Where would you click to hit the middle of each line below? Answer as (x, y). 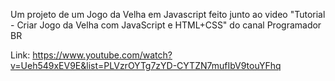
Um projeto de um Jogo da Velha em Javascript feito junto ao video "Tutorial (168, 14)
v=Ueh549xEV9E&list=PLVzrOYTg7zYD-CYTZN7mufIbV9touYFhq (146, 65)
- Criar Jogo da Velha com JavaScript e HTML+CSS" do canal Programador (166, 25)
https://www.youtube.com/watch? (102, 55)
